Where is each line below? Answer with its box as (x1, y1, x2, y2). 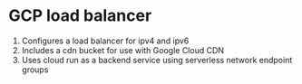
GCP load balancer (8, 5, 152, 26)
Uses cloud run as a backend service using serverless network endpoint (21, 54, 293, 65)
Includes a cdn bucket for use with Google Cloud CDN (21, 44, 224, 55)
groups (21, 64, 49, 75)
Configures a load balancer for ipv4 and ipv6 (21, 35, 190, 46)
